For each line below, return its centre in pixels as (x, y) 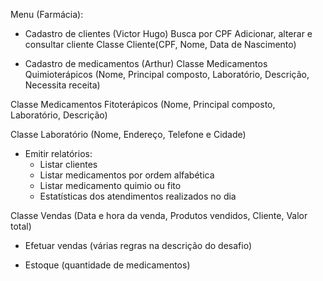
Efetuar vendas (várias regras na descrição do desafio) (138, 245)
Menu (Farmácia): (47, 14)
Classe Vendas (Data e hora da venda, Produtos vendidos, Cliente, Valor (159, 215)
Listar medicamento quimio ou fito (110, 185)
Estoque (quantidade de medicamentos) (107, 265)
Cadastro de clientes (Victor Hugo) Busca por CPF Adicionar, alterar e (168, 33)
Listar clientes (68, 164)
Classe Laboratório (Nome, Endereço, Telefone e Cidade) (128, 134)
